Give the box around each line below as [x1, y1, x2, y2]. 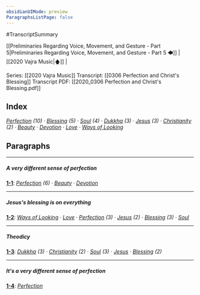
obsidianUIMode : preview [6, 8, 68, 15]
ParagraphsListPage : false [6, 14, 73, 20]
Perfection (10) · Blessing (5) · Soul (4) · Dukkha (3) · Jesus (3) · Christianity [6, 117, 192, 125]
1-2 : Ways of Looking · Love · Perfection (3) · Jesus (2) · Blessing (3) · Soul [6, 214, 189, 221]
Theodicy [6, 233, 30, 240]
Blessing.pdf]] [6, 84, 41, 91]
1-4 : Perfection [6, 282, 43, 289]
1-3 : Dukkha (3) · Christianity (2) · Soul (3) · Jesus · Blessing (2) [6, 248, 162, 255]
